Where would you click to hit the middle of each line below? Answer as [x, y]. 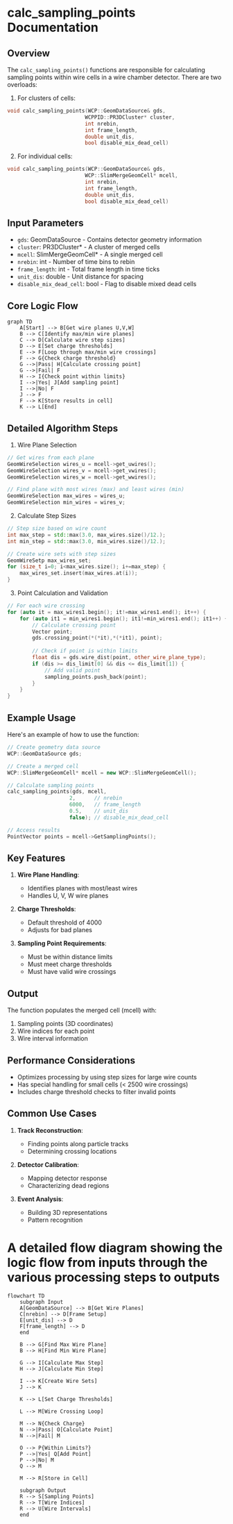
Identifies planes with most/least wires [83, 888]
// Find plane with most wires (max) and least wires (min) [96, 490]
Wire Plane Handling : [48, 875]
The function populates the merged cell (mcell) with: [82, 1010]
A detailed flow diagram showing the [115, 1248]
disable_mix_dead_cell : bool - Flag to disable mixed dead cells [107, 284]
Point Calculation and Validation [63, 593]
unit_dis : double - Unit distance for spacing [80, 276]
